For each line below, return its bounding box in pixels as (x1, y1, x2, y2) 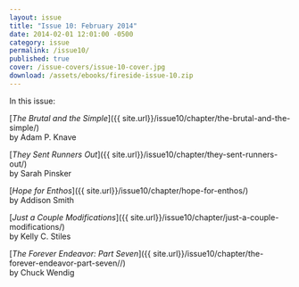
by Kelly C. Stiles (9, 231, 71, 242)
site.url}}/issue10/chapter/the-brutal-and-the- (121, 112, 291, 123)
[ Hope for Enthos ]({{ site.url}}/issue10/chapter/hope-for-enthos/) (9, 184, 249, 196)
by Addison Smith (9, 194, 74, 205)
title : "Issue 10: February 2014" (9, 21, 138, 30)
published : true (9, 54, 70, 63)
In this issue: (9, 95, 56, 106)
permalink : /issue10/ (9, 46, 90, 55)
